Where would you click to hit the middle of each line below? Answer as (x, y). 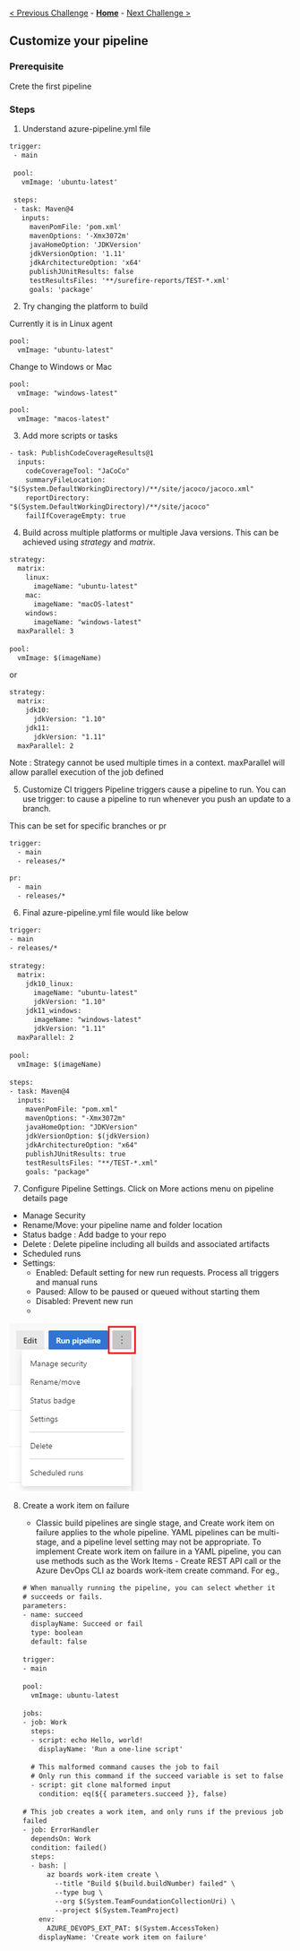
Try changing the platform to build (85, 306)
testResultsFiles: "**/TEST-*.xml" (92, 1163)
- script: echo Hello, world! (87, 1740)
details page (45, 1198)
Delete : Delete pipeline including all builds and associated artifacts (146, 1243)
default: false (59, 1642)
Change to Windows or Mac (61, 366)
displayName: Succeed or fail (87, 1624)
